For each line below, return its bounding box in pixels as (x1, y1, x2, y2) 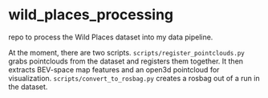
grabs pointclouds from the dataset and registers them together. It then (8, 56, 243, 66)
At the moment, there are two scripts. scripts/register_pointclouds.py (8, 47, 245, 57)
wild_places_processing (8, 6, 174, 24)
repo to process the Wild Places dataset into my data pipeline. (8, 32, 213, 42)
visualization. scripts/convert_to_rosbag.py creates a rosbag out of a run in (8, 73, 260, 83)
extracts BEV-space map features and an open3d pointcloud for (8, 64, 220, 74)
